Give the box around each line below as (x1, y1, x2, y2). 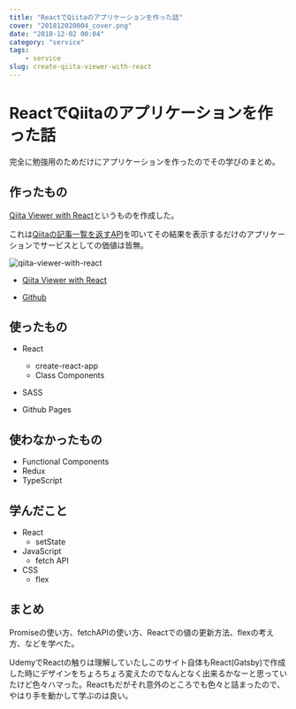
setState (34, 536, 66, 547)
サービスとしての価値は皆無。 (39, 240, 148, 250)
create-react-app (34, 360, 99, 372)
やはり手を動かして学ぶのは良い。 (9, 690, 133, 700)
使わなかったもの (9, 432, 102, 447)
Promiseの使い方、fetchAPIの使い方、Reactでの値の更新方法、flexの (9, 627, 259, 637)
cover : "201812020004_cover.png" (9, 21, 133, 30)
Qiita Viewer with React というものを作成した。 (9, 210, 179, 220)
